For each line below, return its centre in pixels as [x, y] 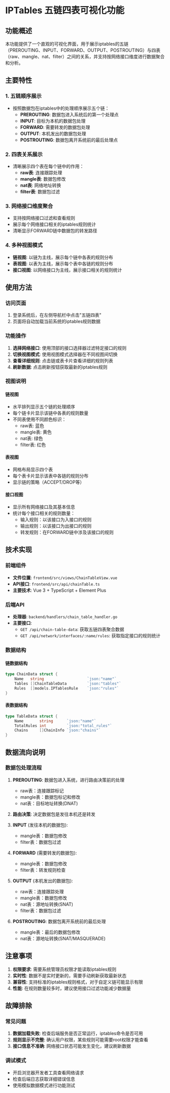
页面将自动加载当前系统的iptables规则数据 [56, 321]
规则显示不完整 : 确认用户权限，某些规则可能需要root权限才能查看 [80, 1040]
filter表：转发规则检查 [43, 870]
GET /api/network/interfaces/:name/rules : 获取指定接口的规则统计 [90, 636]
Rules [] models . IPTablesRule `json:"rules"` [67, 688]
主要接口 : [22, 623]
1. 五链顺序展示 [24, 96]
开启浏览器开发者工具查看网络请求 [48, 1072]
